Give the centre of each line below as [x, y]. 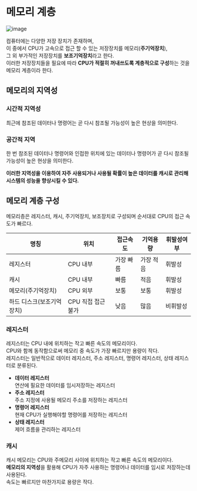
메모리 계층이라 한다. [30, 70]
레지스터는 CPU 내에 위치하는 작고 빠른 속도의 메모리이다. [72, 343]
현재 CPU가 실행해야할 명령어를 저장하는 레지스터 [71, 415]
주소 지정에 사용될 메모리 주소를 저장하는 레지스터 [71, 400]
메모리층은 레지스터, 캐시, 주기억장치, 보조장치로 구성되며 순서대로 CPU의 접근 [95, 216]
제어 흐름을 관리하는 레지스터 [47, 429]
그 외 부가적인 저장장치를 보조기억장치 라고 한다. [60, 55]
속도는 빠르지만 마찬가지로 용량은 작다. [50, 482]
